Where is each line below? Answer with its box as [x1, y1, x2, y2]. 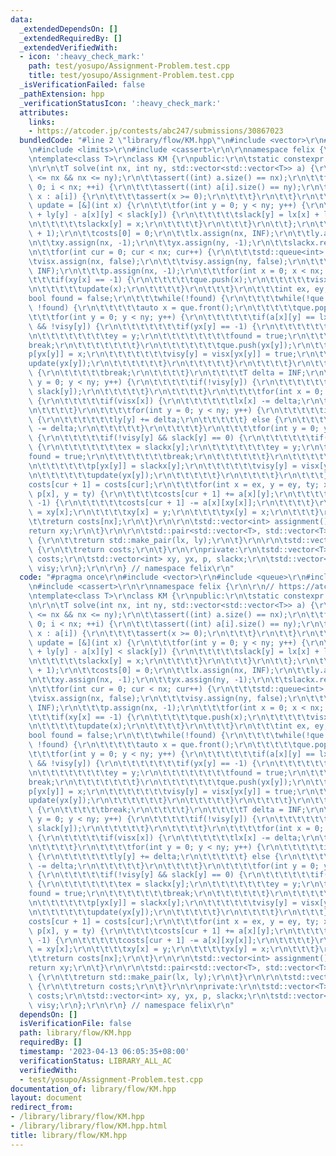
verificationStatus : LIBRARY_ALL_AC [19, 1056, 172, 1066]
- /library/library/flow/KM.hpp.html [10, 1121, 168, 1131]
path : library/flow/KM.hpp [19, 1028, 132, 1038]
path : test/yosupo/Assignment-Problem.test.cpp [28, 61, 230, 71]
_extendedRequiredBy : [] [19, 33, 123, 43]
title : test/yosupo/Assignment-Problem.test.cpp [28, 71, 235, 81]
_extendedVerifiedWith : [19, 42, 118, 53]
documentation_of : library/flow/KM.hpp [10, 1084, 177, 1094]
